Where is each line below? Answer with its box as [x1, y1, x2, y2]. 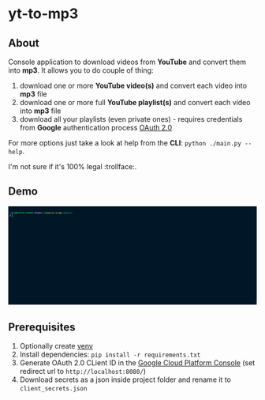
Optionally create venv [19, 342, 93, 351]
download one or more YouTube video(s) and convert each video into [19, 81, 247, 90]
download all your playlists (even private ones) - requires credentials [19, 115, 243, 123]
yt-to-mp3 [8, 5, 79, 23]
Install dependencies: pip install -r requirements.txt [19, 349, 201, 360]
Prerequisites [8, 320, 76, 334]
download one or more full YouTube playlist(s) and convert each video [19, 98, 251, 107]
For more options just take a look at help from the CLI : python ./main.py [8, 138, 242, 147]
